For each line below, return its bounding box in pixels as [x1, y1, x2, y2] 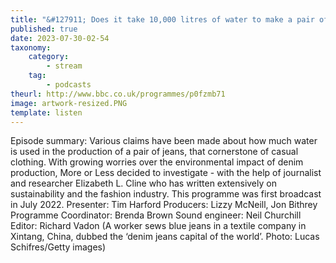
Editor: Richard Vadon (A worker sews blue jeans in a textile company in [10, 220, 307, 232]
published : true [10, 24, 78, 34]
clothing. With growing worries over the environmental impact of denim [10, 156, 304, 168]
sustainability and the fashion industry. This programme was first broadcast [10, 188, 322, 200]
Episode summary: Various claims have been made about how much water [10, 135, 318, 147]
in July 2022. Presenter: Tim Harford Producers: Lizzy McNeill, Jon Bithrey [10, 199, 318, 211]
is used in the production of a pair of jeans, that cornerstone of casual [10, 146, 299, 158]
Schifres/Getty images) [10, 241, 107, 253]
